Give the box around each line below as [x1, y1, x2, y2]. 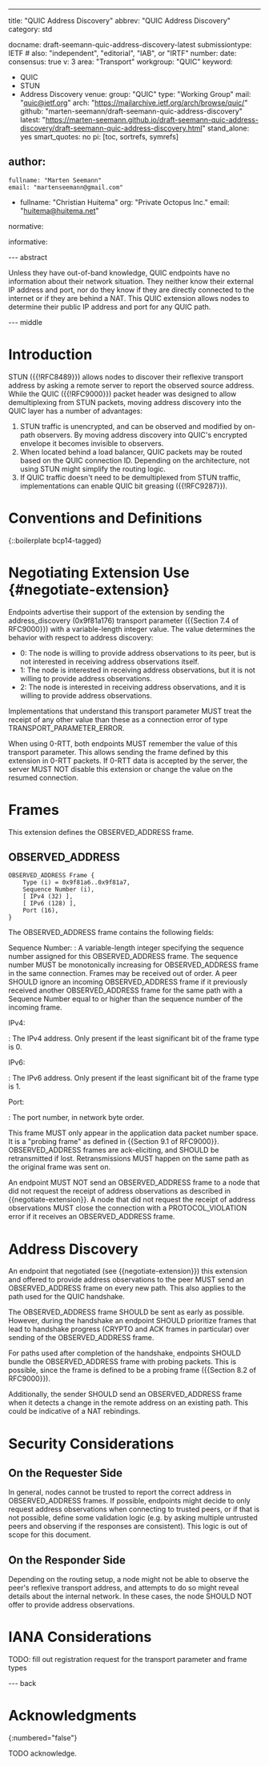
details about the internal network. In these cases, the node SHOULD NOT [8, 1591, 253, 1601]
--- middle [8, 317, 42, 327]
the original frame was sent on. [8, 1162, 110, 1172]
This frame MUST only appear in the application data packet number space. [8, 1128, 259, 1138]
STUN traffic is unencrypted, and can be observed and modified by [19, 421, 243, 431]
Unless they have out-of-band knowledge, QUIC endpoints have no [8, 267, 231, 277]
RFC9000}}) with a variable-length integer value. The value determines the [8, 624, 255, 633]
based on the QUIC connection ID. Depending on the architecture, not [19, 456, 250, 465]
